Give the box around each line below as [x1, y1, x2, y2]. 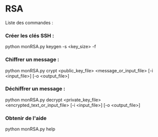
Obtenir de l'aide [5, 114, 47, 121]
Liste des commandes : [5, 20, 54, 26]
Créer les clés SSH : [5, 32, 54, 39]
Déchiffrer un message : [5, 85, 65, 92]
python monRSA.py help [5, 126, 55, 132]
